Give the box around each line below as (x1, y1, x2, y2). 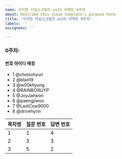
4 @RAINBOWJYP (12, 87, 49, 93)
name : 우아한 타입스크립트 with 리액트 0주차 (5, 7, 86, 12)
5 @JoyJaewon (12, 92, 44, 99)
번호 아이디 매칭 (5, 60, 35, 66)
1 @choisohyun (12, 72, 43, 78)
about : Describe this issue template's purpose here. (5, 12, 118, 17)
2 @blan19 (12, 77, 33, 83)
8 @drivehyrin (12, 108, 41, 114)
